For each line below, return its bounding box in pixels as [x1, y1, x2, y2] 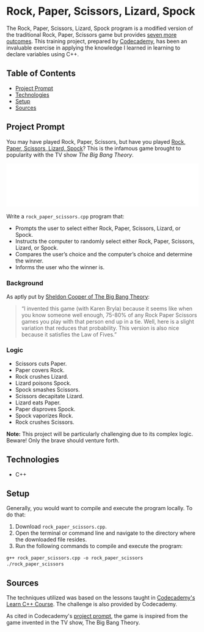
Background [6, 279, 44, 288]
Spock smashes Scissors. [15, 385, 81, 393]
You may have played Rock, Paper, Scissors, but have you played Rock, [6, 138, 186, 145]
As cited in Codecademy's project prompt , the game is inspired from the [6, 612, 188, 620]
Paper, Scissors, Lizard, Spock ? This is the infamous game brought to [6, 144, 181, 152]
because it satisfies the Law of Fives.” [21, 330, 117, 338]
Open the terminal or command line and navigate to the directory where [15, 529, 195, 537]
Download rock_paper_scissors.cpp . [15, 523, 107, 530]
